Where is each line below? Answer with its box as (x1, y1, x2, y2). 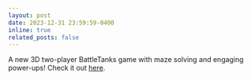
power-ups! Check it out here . (8, 64, 106, 73)
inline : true (8, 26, 51, 34)
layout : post (8, 11, 51, 20)
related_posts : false (8, 33, 80, 42)
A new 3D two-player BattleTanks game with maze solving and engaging (8, 55, 244, 64)
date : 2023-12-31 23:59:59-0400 (8, 19, 114, 27)
